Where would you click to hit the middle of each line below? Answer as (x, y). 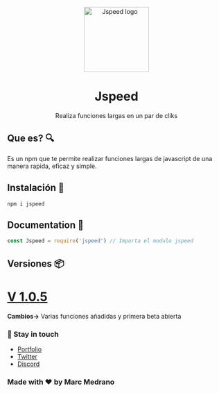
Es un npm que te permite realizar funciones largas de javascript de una (110, 158)
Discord (28, 364)
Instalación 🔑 (36, 188)
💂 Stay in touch (33, 334)
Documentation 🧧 (46, 225)
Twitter (27, 356)
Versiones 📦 (36, 264)
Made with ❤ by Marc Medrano (61, 382)
